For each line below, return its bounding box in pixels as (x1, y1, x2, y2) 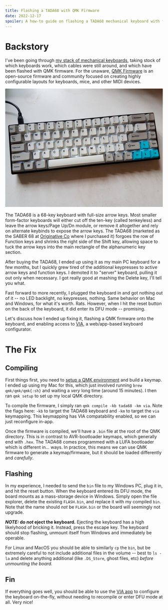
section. (5, 249, 22, 255)
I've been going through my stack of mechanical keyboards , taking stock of (5, 58, 161, 64)
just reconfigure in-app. (5, 419, 54, 425)
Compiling (5, 364, 38, 372)
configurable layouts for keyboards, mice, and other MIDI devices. (5, 79, 141, 85)
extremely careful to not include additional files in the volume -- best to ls (5, 550, 157, 556)
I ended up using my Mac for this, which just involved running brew (5, 382, 142, 388)
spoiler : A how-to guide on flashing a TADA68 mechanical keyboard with (5, 19, 160, 24)
